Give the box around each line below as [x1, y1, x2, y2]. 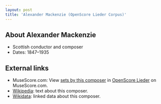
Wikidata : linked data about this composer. [12, 93, 101, 99]
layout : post [5, 7, 33, 13]
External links [5, 64, 49, 72]
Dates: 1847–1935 [12, 49, 49, 55]
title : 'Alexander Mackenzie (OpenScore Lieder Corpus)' [5, 12, 127, 17]
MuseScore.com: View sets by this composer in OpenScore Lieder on [12, 77, 156, 83]
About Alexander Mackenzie [5, 31, 96, 39]
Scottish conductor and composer [12, 44, 83, 50]
